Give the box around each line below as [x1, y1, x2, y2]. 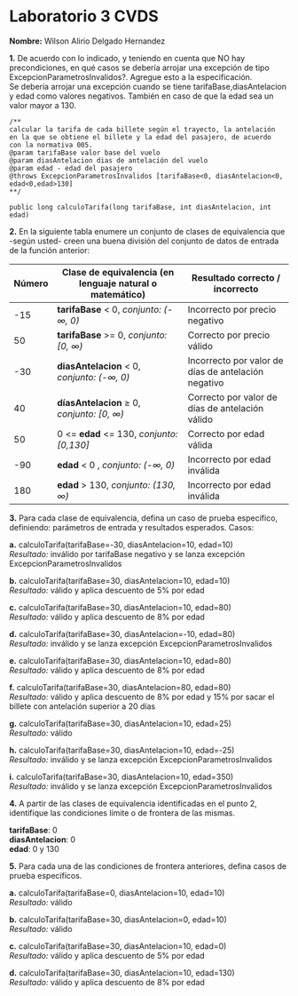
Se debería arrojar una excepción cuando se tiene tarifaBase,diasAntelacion [9, 81, 286, 92]
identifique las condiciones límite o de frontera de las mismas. [9, 807, 236, 818]
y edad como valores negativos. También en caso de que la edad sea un [9, 91, 274, 101]
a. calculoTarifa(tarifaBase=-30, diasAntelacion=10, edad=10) [9, 539, 233, 550]
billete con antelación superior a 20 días [9, 700, 156, 712]
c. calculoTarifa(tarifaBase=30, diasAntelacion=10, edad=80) [9, 602, 232, 612]
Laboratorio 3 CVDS [9, 6, 160, 27]
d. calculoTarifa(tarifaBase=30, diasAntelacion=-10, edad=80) [9, 628, 236, 639]
